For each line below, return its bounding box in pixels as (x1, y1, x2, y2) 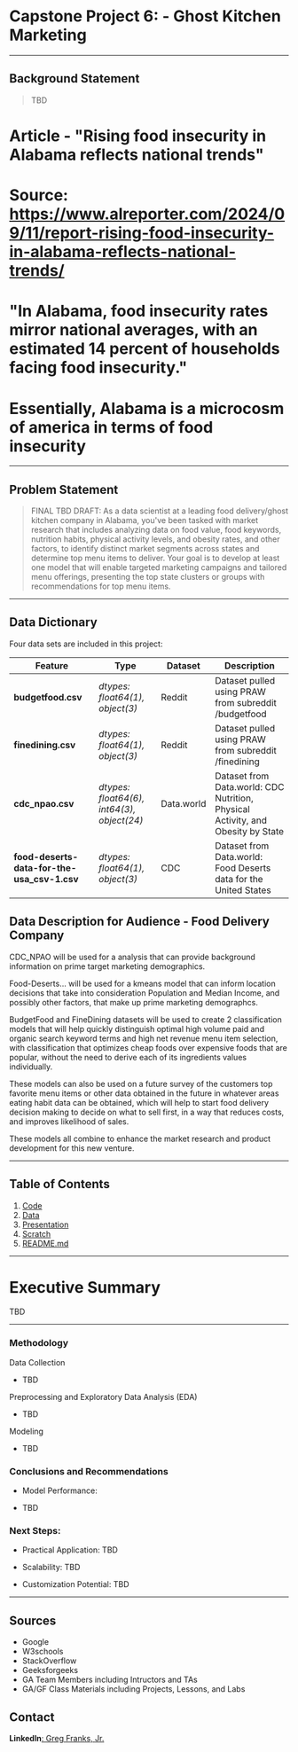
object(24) (98, 814, 144, 826)
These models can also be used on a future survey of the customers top (9, 1078, 273, 1089)
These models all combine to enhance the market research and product (9, 1133, 271, 1144)
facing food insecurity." (9, 357, 188, 378)
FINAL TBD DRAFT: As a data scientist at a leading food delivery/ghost (30, 505, 289, 516)
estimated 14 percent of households (9, 339, 280, 359)
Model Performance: (21, 1485, 98, 1496)
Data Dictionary (9, 614, 98, 630)
